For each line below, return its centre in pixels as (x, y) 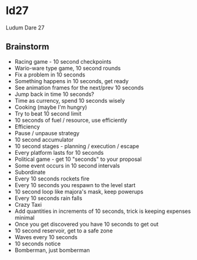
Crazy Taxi (28, 204)
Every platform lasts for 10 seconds (59, 152)
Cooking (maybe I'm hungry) (51, 107)
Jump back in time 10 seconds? (54, 94)
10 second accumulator (44, 139)
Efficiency (27, 127)
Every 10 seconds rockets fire (52, 179)
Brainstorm (28, 47)
